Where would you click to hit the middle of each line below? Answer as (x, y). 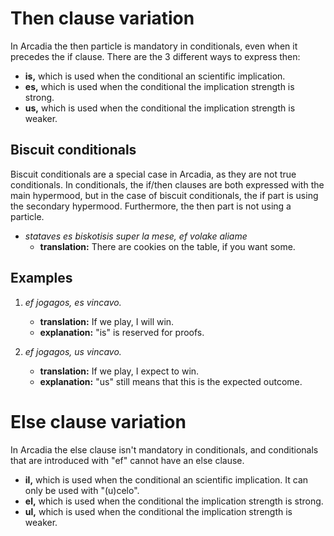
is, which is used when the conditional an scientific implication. (155, 76)
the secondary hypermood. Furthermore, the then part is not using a (151, 206)
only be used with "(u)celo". (82, 490)
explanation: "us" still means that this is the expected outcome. (171, 381)
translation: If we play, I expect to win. (119, 371)
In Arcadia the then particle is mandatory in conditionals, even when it (154, 46)
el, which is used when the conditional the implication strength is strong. (174, 501)
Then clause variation (102, 18)
